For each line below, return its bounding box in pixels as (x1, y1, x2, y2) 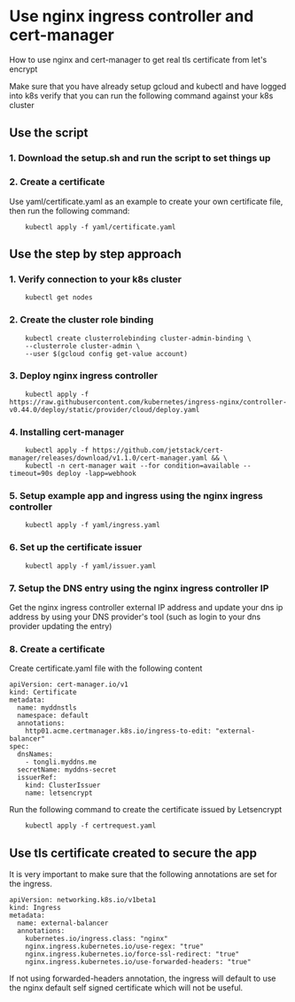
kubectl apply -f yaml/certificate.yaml (25, 222, 176, 231)
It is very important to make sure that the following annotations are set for (9, 869, 277, 880)
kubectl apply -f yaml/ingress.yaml (25, 521, 161, 530)
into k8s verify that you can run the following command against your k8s (9, 90, 274, 101)
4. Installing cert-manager (9, 425, 125, 438)
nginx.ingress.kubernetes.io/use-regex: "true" (25, 942, 204, 952)
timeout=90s (9, 470, 53, 478)
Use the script (9, 126, 89, 141)
